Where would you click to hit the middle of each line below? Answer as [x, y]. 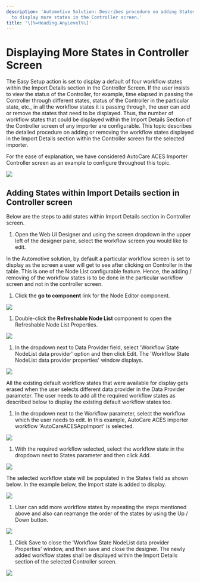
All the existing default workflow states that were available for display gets [97, 383]
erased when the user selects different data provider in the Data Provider [96, 389]
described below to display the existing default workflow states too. [89, 402]
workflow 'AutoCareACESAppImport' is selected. [74, 426]
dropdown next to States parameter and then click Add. [83, 455]
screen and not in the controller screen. [54, 284]
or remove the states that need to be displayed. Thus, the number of [90, 113]
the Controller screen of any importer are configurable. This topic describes [99, 126]
